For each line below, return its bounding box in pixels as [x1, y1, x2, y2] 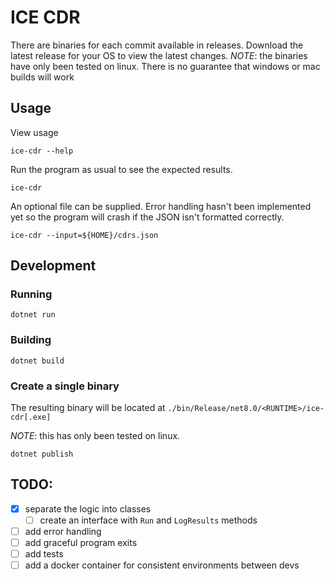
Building [10, 333, 52, 347]
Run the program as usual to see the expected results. [10, 163, 233, 175]
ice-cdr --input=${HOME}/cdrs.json [10, 230, 159, 240]
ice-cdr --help [10, 146, 74, 156]
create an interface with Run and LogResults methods [39, 514, 258, 526]
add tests [24, 548, 64, 560]
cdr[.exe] [10, 412, 52, 423]
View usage [10, 126, 59, 138]
